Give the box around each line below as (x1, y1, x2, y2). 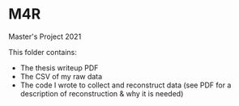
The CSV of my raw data (19, 71, 103, 81)
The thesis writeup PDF (19, 62, 99, 73)
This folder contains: (8, 47, 77, 57)
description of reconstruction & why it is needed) (19, 88, 184, 98)
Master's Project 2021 (8, 32, 82, 41)
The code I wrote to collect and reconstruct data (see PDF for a (19, 80, 232, 90)
